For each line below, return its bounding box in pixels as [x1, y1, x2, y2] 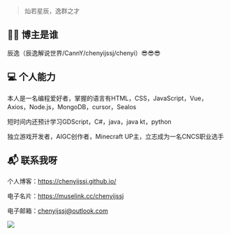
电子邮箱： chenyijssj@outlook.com [7, 206, 108, 215]
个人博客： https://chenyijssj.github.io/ [7, 177, 117, 186]
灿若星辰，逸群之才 [24, 7, 80, 15]
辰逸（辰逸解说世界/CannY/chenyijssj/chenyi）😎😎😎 [7, 49, 161, 57]
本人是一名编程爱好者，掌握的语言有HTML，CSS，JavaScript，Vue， [7, 94, 208, 102]
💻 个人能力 [7, 71, 56, 83]
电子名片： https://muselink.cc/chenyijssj [7, 192, 124, 200]
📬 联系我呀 [7, 154, 58, 166]
